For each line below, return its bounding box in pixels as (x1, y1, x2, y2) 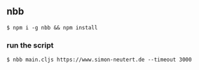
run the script (6, 40, 54, 50)
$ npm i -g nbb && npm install (6, 24, 98, 31)
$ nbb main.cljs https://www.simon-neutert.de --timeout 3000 (6, 56, 192, 64)
